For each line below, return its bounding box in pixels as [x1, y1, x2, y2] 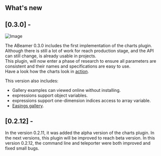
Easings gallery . [12, 103, 44, 109]
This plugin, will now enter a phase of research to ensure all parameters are [5, 58, 157, 64]
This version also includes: [5, 78, 58, 84]
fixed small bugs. [5, 145, 39, 151]
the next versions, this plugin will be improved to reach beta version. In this [5, 135, 155, 141]
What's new [5, 4, 42, 12]
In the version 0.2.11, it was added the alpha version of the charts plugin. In [5, 130, 155, 136]
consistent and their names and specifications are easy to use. [5, 63, 131, 69]
